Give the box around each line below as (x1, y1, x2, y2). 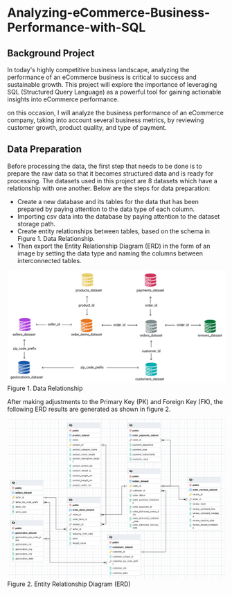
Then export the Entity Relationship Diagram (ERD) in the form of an (17, 242, 211, 250)
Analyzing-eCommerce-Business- (7, 5, 211, 21)
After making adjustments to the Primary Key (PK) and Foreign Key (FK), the (7, 398, 224, 406)
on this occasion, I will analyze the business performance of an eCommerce (7, 109, 224, 117)
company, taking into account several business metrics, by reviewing (7, 116, 204, 124)
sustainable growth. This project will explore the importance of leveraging (7, 81, 217, 88)
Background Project (7, 47, 95, 59)
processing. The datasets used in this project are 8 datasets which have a (7, 176, 218, 185)
